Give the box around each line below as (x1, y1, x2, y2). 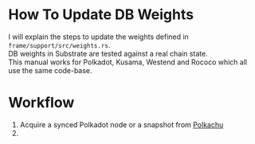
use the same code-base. (8, 65, 93, 75)
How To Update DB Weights (8, 6, 194, 24)
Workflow (8, 94, 75, 112)
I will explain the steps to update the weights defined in (8, 32, 189, 41)
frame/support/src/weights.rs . (8, 40, 111, 49)
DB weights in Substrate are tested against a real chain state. (8, 49, 209, 58)
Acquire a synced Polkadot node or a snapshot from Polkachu (19, 119, 224, 129)
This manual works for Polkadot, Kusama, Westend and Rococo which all (8, 57, 248, 67)
